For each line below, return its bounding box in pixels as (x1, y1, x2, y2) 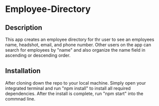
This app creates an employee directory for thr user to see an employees (5, 36, 155, 42)
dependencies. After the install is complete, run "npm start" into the (5, 91, 144, 97)
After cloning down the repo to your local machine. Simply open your (5, 80, 146, 86)
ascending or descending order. (5, 52, 71, 58)
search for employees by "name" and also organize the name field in (5, 47, 146, 53)
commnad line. (5, 96, 36, 102)
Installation (5, 67, 41, 75)
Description (5, 23, 42, 32)
